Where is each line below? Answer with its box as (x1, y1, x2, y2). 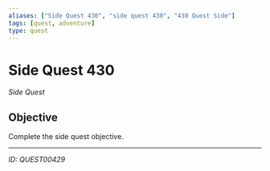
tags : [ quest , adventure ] (8, 19, 95, 27)
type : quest (8, 26, 48, 34)
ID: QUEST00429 (8, 155, 66, 165)
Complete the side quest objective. (8, 132, 125, 141)
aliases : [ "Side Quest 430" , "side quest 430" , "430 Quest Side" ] (8, 11, 235, 20)
